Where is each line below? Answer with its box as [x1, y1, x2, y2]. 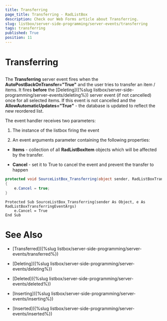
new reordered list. [5, 108, 44, 114]
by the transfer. [12, 152, 44, 158]
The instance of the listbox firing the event [12, 128, 99, 134]
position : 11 [5, 35, 32, 40]
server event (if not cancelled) [89, 92, 152, 98]
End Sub [5, 212, 21, 217]
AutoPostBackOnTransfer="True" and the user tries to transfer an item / [5, 82, 156, 88]
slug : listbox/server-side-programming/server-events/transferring [5, 21, 148, 26]
